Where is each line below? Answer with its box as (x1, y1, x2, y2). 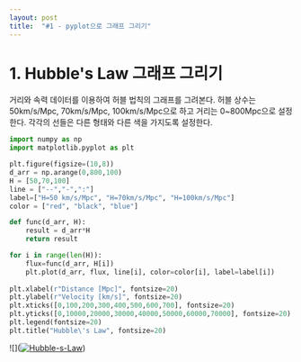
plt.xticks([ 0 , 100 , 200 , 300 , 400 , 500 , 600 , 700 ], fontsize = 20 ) (9, 301, 235, 311)
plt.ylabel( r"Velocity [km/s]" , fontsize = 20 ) (9, 293, 182, 302)
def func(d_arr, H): (9, 218, 87, 227)
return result (25, 235, 78, 244)
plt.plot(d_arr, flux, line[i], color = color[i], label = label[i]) (25, 267, 276, 276)
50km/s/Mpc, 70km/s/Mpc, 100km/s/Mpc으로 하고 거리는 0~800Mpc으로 (9, 105, 277, 117)
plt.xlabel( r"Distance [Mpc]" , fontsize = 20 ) (9, 285, 179, 294)
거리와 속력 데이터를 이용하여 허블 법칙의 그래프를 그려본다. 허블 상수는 (9, 95, 256, 105)
